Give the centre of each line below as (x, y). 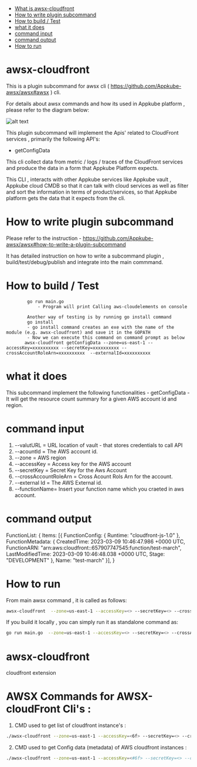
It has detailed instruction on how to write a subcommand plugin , (85, 256)
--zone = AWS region (40, 458)
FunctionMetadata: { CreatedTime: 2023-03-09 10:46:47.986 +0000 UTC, (96, 541)
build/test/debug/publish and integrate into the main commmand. (85, 262)
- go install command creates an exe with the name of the (101, 327)
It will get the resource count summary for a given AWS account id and (91, 399)
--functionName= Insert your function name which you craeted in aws (99, 489)
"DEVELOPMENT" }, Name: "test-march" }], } (61, 560)
